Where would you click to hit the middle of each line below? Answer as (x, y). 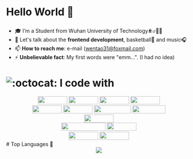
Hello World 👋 (40, 12)
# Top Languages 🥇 (30, 144)
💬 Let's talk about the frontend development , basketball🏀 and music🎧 (101, 39)
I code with (87, 83)
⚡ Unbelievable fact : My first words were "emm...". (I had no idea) (94, 57)
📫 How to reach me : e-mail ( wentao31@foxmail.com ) (80, 48)
